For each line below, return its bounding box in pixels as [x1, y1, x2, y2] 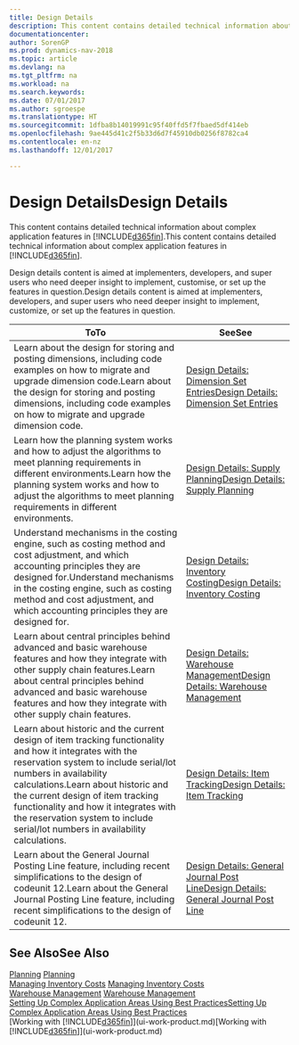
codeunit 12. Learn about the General [13, 882, 169, 894]
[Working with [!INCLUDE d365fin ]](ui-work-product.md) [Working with [9, 1016, 267, 1027]
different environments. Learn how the [13, 467, 172, 480]
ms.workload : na [9, 79, 69, 88]
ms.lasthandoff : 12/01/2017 [9, 145, 114, 154]
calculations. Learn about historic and [13, 778, 169, 790]
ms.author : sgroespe [9, 104, 86, 113]
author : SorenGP [9, 37, 69, 47]
